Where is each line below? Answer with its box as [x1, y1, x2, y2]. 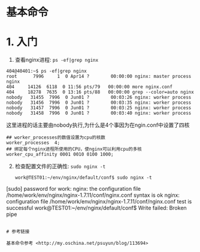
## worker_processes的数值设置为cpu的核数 [6, 134, 106, 141]
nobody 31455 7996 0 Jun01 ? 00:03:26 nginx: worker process [6, 94, 192, 101]
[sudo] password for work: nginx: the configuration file [6, 185, 141, 193]
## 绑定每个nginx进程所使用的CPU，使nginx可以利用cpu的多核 [6, 146, 142, 152]
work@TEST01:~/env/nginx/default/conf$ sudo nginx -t [14, 175, 152, 181]
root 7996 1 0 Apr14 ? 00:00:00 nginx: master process [6, 73, 192, 80]
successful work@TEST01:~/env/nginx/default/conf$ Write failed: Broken [6, 205, 187, 212]
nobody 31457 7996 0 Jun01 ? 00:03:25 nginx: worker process [6, 105, 192, 111]
